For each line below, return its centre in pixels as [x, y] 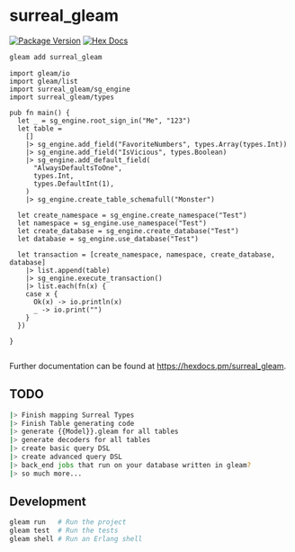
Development [48, 502]
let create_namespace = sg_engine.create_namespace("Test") [132, 215]
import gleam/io [40, 73]
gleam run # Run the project [68, 522]
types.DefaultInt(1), [74, 184]
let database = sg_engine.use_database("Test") [108, 239]
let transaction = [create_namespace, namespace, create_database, [147, 254]
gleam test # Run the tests [64, 531]
